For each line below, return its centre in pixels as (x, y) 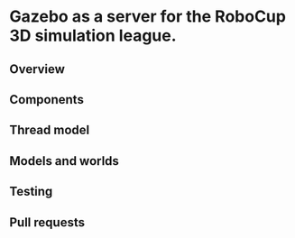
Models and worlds (65, 161)
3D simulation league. (93, 36)
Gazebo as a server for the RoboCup (148, 17)
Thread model (50, 130)
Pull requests (47, 222)
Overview (37, 69)
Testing (31, 192)
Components (46, 100)
